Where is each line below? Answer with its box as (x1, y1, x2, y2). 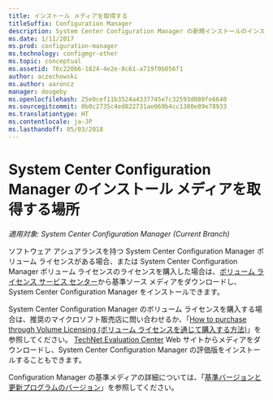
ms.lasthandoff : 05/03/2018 (8, 125, 104, 133)
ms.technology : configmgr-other (8, 50, 118, 58)
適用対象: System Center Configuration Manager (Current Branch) (8, 228, 230, 238)
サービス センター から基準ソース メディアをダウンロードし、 (38, 276, 241, 286)
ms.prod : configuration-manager (8, 42, 118, 50)
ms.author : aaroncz (8, 80, 75, 88)
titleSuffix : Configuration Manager (8, 20, 132, 28)
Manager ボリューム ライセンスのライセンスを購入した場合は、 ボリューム (8, 266, 256, 276)
